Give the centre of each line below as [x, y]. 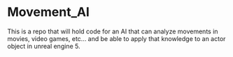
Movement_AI [48, 12]
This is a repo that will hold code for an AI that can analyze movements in [113, 31]
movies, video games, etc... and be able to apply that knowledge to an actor [116, 38]
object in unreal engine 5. [44, 46]
